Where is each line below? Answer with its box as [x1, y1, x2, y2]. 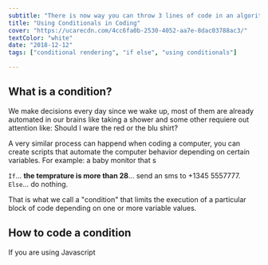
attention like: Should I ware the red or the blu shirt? [8, 123, 178, 132]
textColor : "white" [8, 33, 73, 42]
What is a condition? [8, 85, 112, 99]
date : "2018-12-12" [8, 41, 73, 49]
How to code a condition [8, 226, 132, 240]
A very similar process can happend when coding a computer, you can [8, 138, 241, 148]
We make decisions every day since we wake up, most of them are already [8, 106, 254, 115]
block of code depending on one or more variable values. [8, 203, 197, 212]
